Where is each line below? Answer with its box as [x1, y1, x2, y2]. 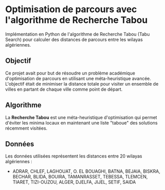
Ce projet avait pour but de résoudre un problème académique [5, 70, 135, 76]
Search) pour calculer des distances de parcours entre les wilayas [5, 36, 143, 43]
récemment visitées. [5, 125, 48, 131]
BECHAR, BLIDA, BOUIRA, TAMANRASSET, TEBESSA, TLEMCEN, [12, 174, 148, 180]
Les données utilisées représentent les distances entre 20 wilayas [5, 153, 142, 159]
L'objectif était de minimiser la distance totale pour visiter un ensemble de [5, 81, 159, 87]
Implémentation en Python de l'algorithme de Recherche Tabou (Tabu [5, 31, 150, 37]
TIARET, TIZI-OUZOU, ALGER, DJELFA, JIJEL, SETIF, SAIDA [12, 179, 136, 185]
